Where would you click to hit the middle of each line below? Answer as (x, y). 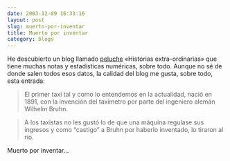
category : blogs (30, 39)
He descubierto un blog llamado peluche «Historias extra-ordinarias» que (112, 59)
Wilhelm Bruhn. (46, 109)
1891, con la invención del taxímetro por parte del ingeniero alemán (120, 102)
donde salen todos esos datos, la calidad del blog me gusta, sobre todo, (110, 74)
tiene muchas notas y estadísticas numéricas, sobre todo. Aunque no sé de (115, 66)
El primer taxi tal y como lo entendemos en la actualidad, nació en (118, 95)
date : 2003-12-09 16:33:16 (46, 13)
